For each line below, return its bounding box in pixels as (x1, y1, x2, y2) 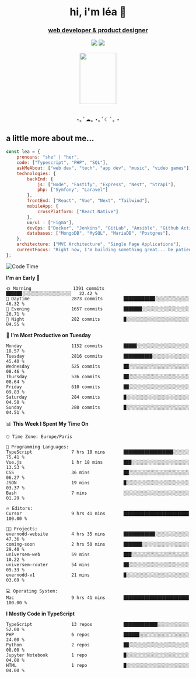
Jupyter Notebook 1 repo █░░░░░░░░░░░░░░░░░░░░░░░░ (6, 652, 190, 658)
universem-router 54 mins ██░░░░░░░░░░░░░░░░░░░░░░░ (6, 561, 190, 567)
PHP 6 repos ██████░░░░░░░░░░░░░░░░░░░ (6, 632, 190, 638)
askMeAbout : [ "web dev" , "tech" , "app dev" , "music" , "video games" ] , (16, 165, 192, 171)
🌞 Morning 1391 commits (6, 285, 105, 292)
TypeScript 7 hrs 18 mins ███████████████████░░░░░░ (6, 449, 190, 455)
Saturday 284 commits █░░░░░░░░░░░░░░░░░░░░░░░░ (6, 394, 190, 400)
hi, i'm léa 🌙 (69, 5, 127, 19)
